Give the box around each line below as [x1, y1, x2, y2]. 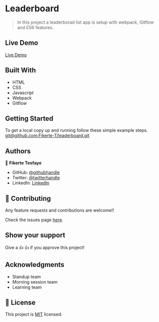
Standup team [12, 274, 41, 280]
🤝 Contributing [5, 194, 51, 202]
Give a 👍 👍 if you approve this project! [5, 244, 85, 250]
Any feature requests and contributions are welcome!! [5, 207, 114, 213]
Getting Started [5, 114, 54, 123]
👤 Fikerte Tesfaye [5, 160, 42, 166]
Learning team [12, 284, 42, 290]
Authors [5, 147, 31, 155]
